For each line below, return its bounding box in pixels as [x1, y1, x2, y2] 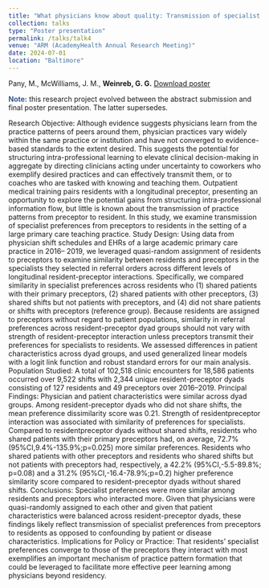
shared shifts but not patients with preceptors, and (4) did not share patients [8, 297, 261, 307]
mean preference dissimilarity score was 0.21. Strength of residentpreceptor [8, 408, 261, 418]
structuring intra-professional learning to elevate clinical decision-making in [8, 152, 259, 161]
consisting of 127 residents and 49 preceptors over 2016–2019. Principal [8, 382, 247, 392]
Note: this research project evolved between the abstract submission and [8, 94, 252, 104]
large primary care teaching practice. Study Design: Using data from [8, 229, 234, 239]
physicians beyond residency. [8, 570, 107, 580]
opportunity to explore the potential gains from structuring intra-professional [8, 194, 262, 205]
